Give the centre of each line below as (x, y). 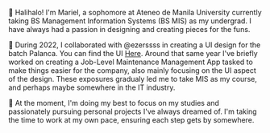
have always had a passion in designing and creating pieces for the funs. (129, 29)
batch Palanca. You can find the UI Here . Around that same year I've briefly (133, 53)
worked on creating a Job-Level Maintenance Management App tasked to (131, 62)
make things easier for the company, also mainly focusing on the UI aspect (132, 71)
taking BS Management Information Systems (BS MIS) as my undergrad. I (130, 21)
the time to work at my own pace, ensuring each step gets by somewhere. (131, 120)
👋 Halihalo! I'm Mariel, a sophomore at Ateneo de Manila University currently (135, 12)
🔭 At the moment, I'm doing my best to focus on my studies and (114, 103)
